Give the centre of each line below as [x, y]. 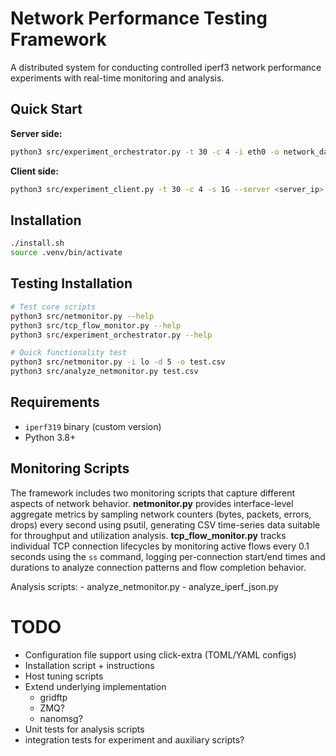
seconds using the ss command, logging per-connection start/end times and [168, 556]
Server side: [36, 133]
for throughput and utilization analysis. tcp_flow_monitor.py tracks [148, 535]
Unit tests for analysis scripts [84, 729]
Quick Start [46, 109]
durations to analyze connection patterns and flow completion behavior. [158, 567]
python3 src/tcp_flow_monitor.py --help [96, 325]
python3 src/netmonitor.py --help [82, 316]
